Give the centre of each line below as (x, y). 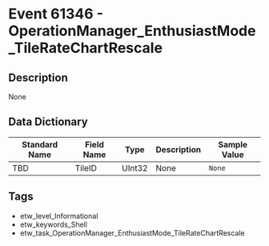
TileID (86, 167)
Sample (233, 144)
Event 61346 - (56, 14)
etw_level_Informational (59, 216)
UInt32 (134, 167)
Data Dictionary (48, 122)
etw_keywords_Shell (54, 224)
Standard (40, 144)
